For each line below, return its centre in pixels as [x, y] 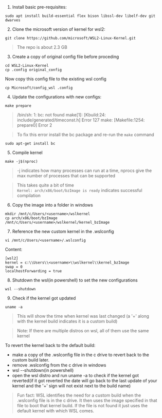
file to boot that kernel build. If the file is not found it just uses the [82, 406]
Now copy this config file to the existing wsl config [56, 79]
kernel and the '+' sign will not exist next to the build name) [71, 386]
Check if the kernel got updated [44, 298]
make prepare [18, 106]
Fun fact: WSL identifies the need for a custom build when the [79, 395]
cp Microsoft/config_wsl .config [39, 88]
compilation [29, 195]
